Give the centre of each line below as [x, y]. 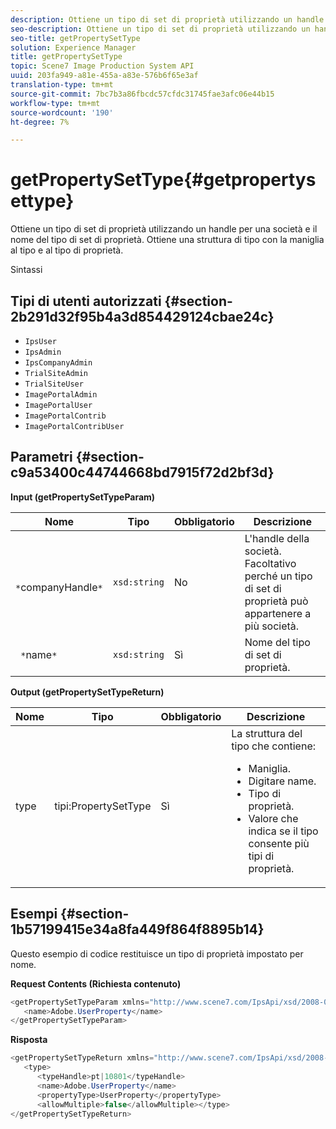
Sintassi [26, 270]
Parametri [41, 457]
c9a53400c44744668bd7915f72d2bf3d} [142, 472]
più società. [272, 626]
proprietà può [276, 601]
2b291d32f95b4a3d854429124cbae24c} [142, 316]
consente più [279, 843]
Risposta [29, 1040]
